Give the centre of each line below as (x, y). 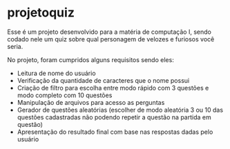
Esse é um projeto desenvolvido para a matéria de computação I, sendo (109, 32)
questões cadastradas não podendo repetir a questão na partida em (114, 117)
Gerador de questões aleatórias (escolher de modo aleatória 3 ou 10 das (120, 110)
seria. (15, 46)
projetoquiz (41, 13)
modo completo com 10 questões (65, 95)
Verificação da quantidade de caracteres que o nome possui (103, 80)
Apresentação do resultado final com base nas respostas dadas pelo (115, 132)
